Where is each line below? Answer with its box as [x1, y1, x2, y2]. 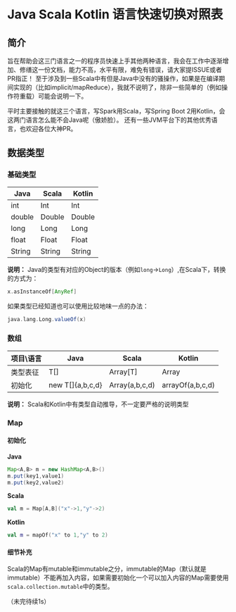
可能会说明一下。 [37, 92, 88, 100]
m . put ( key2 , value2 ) [7, 479, 65, 486]
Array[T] [109, 367, 138, 377]
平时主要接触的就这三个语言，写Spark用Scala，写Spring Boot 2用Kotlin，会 [7, 107, 225, 115]
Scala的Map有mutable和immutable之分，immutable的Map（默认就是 [7, 565, 207, 573]
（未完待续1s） [7, 597, 51, 606]
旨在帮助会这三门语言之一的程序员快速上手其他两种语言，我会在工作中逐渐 [7, 57, 223, 65]
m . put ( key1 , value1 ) [7, 473, 65, 480]
